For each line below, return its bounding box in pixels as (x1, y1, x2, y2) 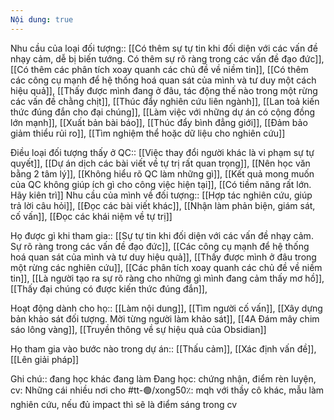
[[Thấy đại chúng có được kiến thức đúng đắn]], (10, 282, 208, 295)
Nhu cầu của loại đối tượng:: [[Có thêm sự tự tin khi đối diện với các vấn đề (10, 42, 318, 54)
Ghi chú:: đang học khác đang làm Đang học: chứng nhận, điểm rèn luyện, (10, 372, 317, 385)
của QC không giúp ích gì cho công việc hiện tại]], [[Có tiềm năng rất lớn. (10, 178, 312, 190)
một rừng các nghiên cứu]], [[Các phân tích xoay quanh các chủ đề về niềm (10, 261, 323, 273)
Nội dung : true (10, 14, 74, 25)
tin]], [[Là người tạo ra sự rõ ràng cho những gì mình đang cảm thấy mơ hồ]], (10, 272, 325, 284)
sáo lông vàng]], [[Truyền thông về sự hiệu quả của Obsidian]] (10, 323, 267, 335)
